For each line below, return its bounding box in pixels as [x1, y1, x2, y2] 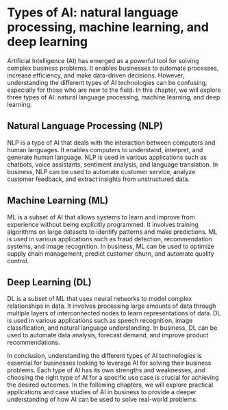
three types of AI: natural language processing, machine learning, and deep [7, 93, 220, 101]
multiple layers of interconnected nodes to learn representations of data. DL [7, 309, 221, 317]
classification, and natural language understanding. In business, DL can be [7, 324, 218, 332]
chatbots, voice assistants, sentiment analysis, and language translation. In [7, 160, 218, 169]
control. [7, 256, 29, 265]
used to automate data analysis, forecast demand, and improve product [7, 331, 209, 339]
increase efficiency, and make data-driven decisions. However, [7, 71, 185, 80]
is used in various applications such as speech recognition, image [7, 317, 193, 325]
